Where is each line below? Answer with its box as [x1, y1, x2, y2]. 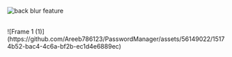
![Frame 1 [7, 28, 34, 35]
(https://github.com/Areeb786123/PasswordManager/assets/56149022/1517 [7, 35, 225, 43]
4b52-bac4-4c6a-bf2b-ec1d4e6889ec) [7, 42, 122, 50]
